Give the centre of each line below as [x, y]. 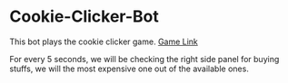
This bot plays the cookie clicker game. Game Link [104, 41]
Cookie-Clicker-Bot [84, 17]
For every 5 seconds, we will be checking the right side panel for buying [144, 59]
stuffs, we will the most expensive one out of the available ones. [129, 69]
